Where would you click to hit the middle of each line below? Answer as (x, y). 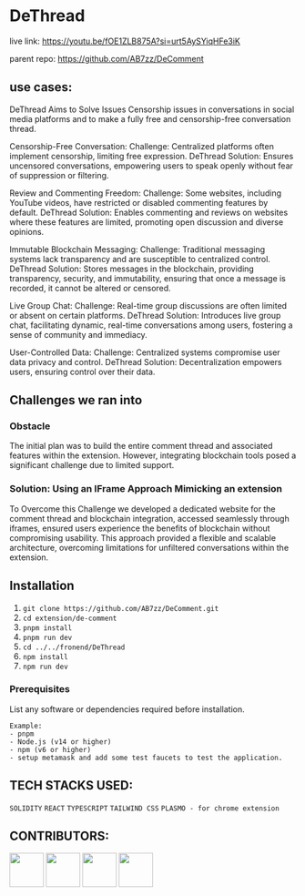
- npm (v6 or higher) (51, 749)
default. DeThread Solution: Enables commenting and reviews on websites (149, 212)
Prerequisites (40, 689)
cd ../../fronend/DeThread (74, 647)
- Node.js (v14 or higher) (61, 742)
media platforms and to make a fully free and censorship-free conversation (150, 118)
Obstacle (30, 426)
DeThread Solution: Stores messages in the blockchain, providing (132, 269)
